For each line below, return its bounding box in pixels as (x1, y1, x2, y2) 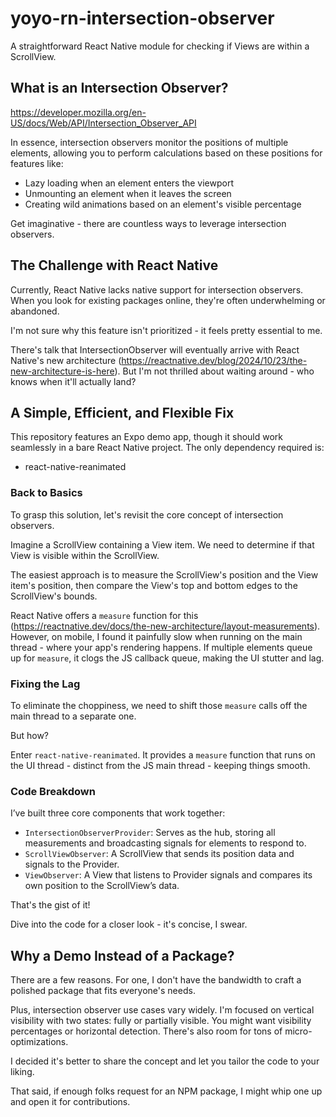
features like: (10, 157, 64, 169)
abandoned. (10, 305, 60, 317)
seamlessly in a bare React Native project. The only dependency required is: (10, 442, 325, 454)
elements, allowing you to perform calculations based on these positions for (10, 147, 323, 159)
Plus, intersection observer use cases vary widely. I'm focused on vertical (10, 1004, 315, 1016)
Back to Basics (10, 486, 83, 500)
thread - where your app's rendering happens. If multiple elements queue (10, 641, 313, 653)
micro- (284, 1025, 313, 1037)
